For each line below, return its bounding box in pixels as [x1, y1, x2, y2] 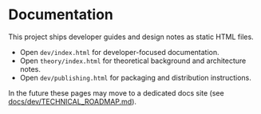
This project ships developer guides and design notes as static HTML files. [8, 32, 254, 41]
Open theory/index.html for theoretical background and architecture [19, 56, 247, 65]
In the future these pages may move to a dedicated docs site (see [8, 88, 225, 97]
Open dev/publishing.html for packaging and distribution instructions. [19, 73, 251, 82]
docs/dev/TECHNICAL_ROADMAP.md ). [8, 96, 137, 106]
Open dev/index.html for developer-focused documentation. [19, 47, 219, 57]
